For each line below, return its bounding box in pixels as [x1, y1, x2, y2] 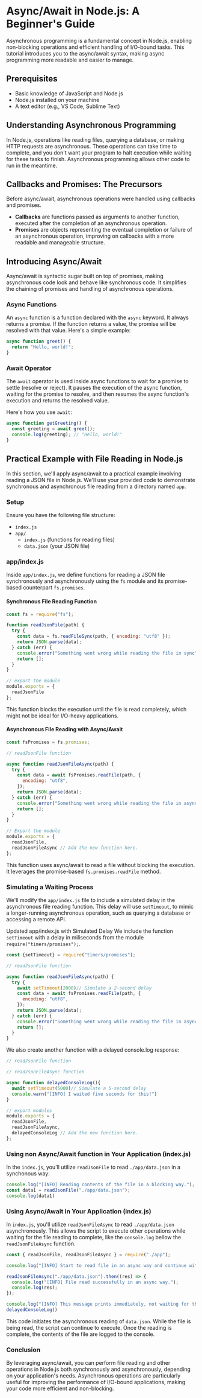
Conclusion [6, 1346, 41, 1354]
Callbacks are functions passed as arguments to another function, [14, 213, 180, 221]
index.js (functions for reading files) [23, 536, 115, 544]
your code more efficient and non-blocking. [6, 1385, 114, 1392]
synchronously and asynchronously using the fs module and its [6, 577, 164, 585]
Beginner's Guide [6, 17, 95, 31]
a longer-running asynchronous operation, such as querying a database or [6, 909, 191, 917]
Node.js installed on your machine [14, 96, 100, 103]
